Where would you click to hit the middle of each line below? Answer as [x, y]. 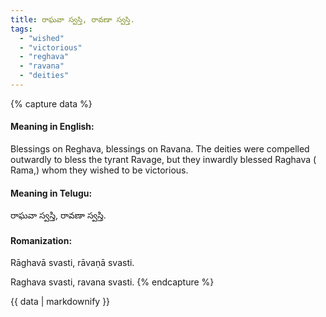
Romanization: [41, 240]
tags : [21, 29]
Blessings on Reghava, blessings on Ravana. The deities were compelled [160, 149]
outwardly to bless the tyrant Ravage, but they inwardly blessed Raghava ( [163, 160]
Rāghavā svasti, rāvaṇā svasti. [72, 263]
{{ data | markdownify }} [60, 302]
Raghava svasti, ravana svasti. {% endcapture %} [112, 282]
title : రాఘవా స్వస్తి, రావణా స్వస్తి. [72, 19]
